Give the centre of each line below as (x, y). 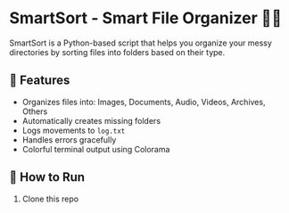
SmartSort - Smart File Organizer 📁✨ (146, 18)
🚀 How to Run (47, 177)
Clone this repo (50, 199)
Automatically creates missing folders (91, 120)
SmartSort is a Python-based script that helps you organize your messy (140, 43)
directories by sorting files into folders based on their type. (117, 52)
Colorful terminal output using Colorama (96, 149)
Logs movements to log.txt (74, 130)
